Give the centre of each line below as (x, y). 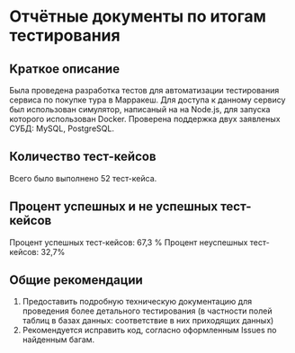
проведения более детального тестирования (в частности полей (147, 311)
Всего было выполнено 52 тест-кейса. (83, 178)
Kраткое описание (64, 69)
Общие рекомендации (76, 280)
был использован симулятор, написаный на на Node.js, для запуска (140, 109)
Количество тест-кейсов (83, 157)
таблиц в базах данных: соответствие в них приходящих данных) (148, 321)
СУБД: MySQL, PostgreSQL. (62, 128)
